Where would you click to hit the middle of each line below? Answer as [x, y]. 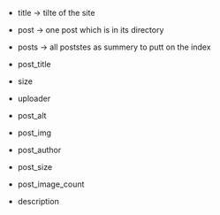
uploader [34, 98]
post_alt [32, 115]
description [38, 201]
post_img [34, 133]
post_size [35, 167]
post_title [34, 64]
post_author [39, 150]
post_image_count [51, 184]
